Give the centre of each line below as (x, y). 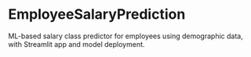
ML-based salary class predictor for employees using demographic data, (125, 36)
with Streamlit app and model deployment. (76, 44)
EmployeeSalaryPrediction (97, 14)
